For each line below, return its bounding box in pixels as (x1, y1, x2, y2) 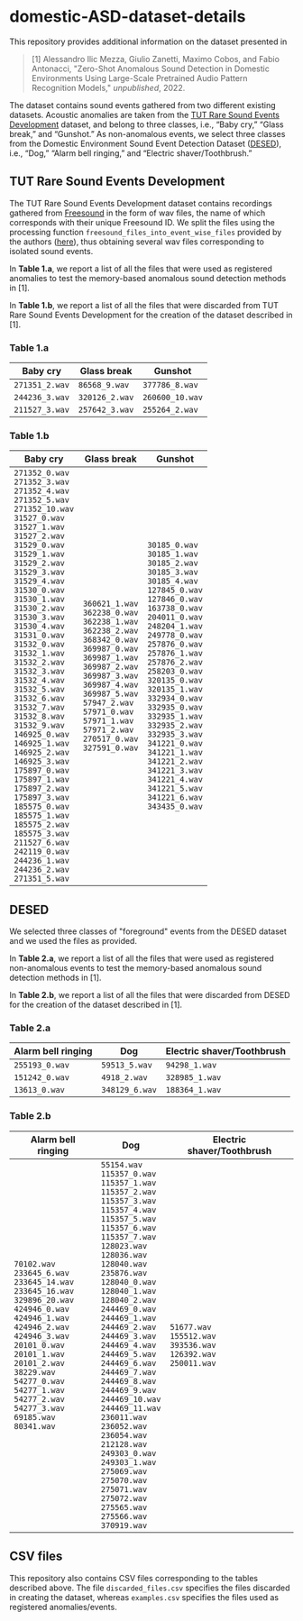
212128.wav (100, 1439, 148, 1449)
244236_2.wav (14, 865, 70, 875)
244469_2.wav (100, 1322, 157, 1332)
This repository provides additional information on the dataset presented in (9, 36, 288, 47)
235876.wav (100, 1268, 148, 1278)
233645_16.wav (14, 1286, 75, 1296)
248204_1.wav (147, 621, 203, 632)
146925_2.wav (14, 747, 70, 758)
